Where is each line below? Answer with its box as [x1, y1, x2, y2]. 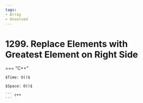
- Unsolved [5, 16, 28, 21]
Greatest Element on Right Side [5, 48, 138, 60]
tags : [5, 7, 17, 12]
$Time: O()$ [5, 75, 30, 80]
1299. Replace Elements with [5, 38, 128, 49]
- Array [5, 12, 22, 17]
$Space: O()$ [5, 83, 33, 89]
